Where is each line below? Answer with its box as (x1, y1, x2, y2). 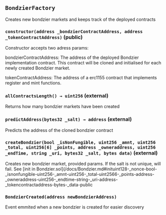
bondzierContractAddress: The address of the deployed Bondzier (5, 54, 139, 60)
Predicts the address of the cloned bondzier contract (5, 127, 113, 133)
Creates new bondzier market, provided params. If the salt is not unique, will (5, 161, 161, 166)
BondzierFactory (5, 4, 55, 12)
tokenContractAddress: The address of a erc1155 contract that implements (5, 75, 157, 81)
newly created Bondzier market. (5, 65, 70, 71)
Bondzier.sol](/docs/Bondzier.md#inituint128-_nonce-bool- (36, 166, 157, 172)
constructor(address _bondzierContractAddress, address (5, 29, 143, 34)
